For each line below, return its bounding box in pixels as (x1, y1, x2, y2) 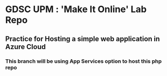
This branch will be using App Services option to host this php (5, 57, 162, 64)
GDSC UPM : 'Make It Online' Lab (5, 4, 147, 15)
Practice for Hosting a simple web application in (5, 34, 160, 43)
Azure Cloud (5, 42, 46, 51)
